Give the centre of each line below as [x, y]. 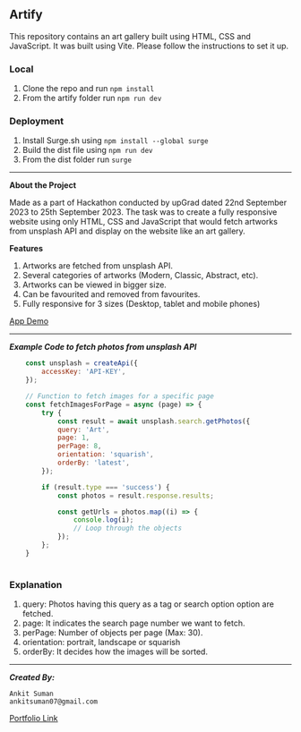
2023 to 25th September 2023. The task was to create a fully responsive [143, 212]
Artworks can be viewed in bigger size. [95, 285]
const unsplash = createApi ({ [82, 363]
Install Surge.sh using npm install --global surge [115, 140]
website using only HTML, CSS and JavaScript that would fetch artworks [143, 222]
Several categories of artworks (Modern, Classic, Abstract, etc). [140, 276]
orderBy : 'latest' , [93, 463]
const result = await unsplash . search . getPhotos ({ [154, 421]
